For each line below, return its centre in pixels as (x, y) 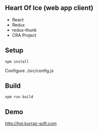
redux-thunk (24, 30)
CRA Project (24, 35)
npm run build (19, 97)
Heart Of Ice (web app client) (49, 8)
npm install (17, 62)
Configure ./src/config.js (29, 70)
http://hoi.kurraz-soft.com (31, 124)
